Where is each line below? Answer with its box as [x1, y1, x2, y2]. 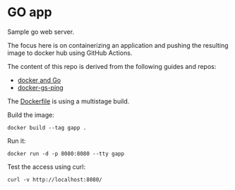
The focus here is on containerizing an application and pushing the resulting [7, 41, 229, 49]
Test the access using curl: [7, 163, 86, 171]
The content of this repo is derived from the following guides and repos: [7, 62, 217, 70]
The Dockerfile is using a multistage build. [7, 96, 130, 106]
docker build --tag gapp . [7, 124, 87, 131]
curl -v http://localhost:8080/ [7, 176, 102, 183]
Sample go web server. [7, 27, 75, 36]
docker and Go [17, 75, 61, 84]
